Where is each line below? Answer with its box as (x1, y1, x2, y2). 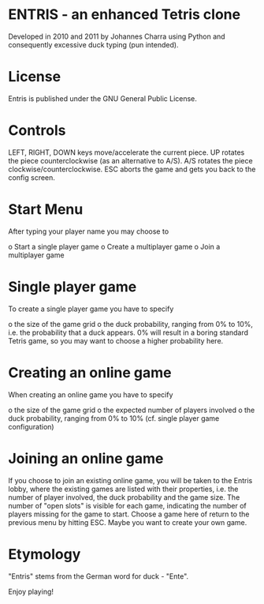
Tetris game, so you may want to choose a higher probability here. (8, 336, 224, 345)
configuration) (8, 422, 54, 431)
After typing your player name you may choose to (8, 227, 169, 236)
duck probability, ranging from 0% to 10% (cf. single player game (8, 413, 220, 423)
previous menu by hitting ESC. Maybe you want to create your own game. (8, 517, 247, 527)
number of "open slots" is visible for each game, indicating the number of (8, 501, 247, 510)
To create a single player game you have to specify (8, 304, 174, 313)
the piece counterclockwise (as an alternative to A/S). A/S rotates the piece (8, 156, 254, 165)
